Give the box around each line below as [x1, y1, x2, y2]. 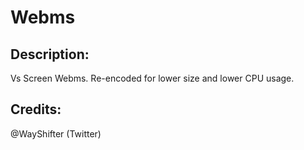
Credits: [10, 101, 62, 118]
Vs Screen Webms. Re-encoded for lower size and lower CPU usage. [10, 72, 295, 84]
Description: [10, 46, 90, 63]
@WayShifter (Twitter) [10, 127, 102, 140]
